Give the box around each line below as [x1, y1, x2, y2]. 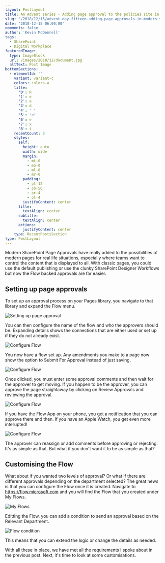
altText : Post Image [9, 62, 52, 67]
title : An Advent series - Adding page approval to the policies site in [5, 12, 160, 17]
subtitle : [18, 213, 38, 218]
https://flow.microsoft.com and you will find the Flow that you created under [5, 489, 159, 495]
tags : [5, 35, 16, 40]
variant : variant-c [14, 76, 54, 81]
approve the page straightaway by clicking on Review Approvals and [5, 387, 144, 393]
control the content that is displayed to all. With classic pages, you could [5, 260, 152, 266]
